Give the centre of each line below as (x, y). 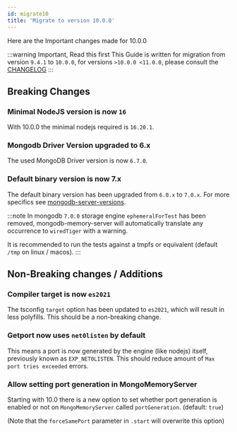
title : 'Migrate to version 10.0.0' (61, 21)
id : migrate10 (28, 14)
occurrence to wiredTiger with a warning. (68, 230)
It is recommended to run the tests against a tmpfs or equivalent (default (113, 244)
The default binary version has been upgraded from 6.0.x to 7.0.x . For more (119, 194)
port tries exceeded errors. (48, 366)
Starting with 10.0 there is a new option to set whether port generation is (112, 399)
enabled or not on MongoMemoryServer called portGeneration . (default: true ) (116, 407)
